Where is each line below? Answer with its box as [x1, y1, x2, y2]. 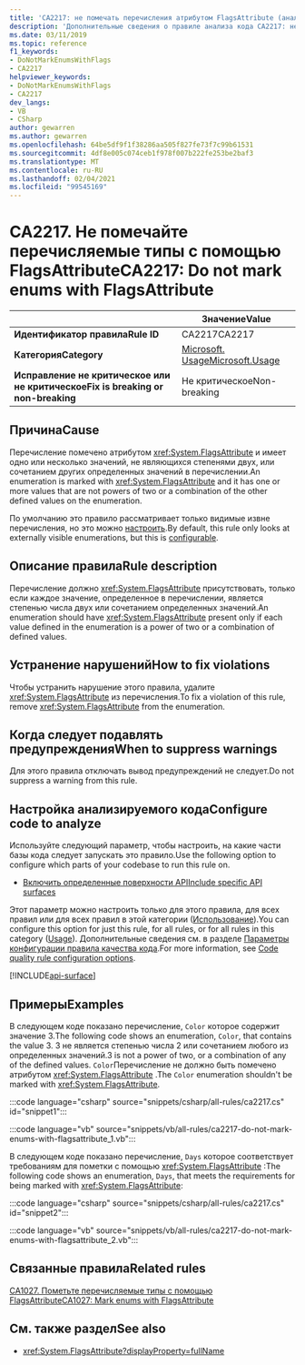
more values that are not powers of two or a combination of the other [9, 485, 268, 496]
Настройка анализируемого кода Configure [9, 802, 268, 817]
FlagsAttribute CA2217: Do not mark [9, 260, 282, 281]
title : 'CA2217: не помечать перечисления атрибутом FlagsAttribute [9, 13, 274, 23]
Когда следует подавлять [9, 727, 163, 743]
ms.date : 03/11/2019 [9, 30, 88, 39]
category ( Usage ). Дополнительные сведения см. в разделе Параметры [9, 934, 290, 945]
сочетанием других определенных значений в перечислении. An [9, 466, 261, 477]
